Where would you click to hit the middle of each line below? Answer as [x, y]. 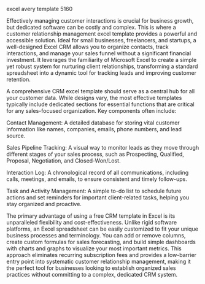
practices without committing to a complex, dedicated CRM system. [92, 274]
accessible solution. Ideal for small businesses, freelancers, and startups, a [101, 40]
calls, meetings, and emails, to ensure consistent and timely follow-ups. [97, 179]
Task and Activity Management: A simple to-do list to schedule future [94, 191]
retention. [18, 79]
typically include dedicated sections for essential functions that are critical [100, 104]
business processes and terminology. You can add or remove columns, [96, 235]
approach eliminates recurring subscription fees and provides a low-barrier [102, 255]
